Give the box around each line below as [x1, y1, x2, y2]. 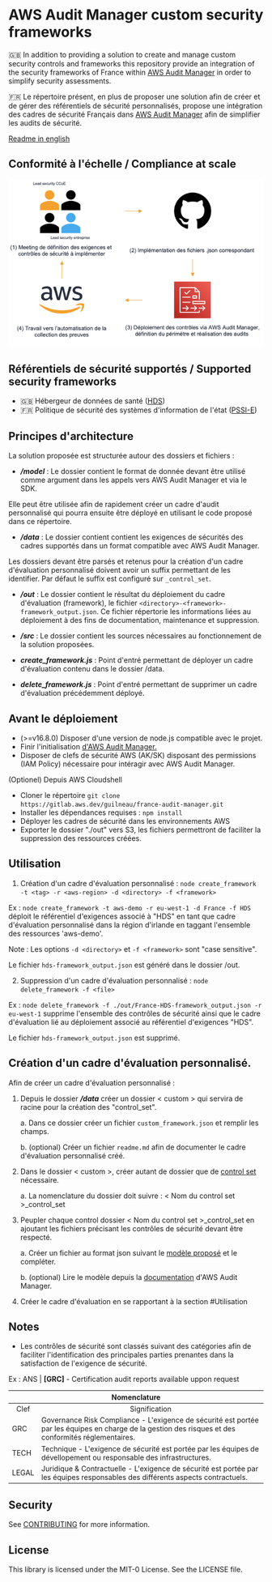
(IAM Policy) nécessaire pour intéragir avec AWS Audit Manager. [19, 759, 236, 769]
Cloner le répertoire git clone [19, 791, 121, 800]
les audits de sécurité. [8, 117, 83, 127]
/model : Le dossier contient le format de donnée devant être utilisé [19, 467, 246, 476]
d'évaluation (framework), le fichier [19, 598, 138, 608]
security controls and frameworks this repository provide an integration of [8, 58, 255, 68]
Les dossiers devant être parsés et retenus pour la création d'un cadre [8, 556, 244, 566]
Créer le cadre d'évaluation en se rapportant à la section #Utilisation [19, 1296, 249, 1306]
